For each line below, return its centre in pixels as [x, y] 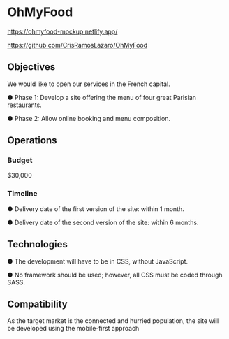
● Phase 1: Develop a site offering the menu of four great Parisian [102, 97]
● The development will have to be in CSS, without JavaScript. [98, 261]
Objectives [31, 67]
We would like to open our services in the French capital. [89, 84]
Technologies [38, 244]
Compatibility [37, 304]
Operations [32, 140]
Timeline [22, 194]
